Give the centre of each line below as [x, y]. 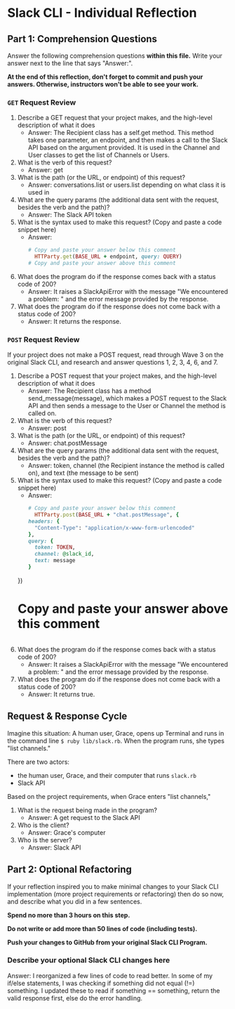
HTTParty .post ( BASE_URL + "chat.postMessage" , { [107, 515]
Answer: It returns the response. [74, 321]
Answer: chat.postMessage [67, 443]
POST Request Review [43, 339]
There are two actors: [39, 762]
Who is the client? [43, 825]
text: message [55, 561]
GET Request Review [42, 102]
